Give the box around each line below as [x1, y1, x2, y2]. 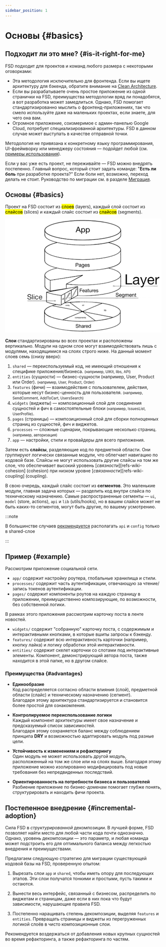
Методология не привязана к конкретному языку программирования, [5, 140, 154, 146]
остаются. [12, 881, 34, 887]
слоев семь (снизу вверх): [5, 354, 61, 360]
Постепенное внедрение [5, 803, 87, 812]
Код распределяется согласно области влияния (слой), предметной [12, 687, 158, 693]
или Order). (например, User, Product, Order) [12, 379, 95, 385]
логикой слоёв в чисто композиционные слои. [12, 921, 111, 927]
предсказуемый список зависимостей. [12, 723, 95, 728]
